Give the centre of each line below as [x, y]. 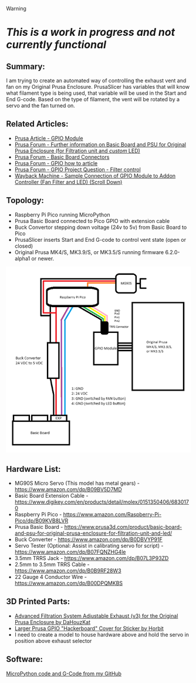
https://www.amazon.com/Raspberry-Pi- [112, 514]
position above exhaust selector [53, 641]
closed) [24, 246]
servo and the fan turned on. [40, 106]
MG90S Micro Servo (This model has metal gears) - [77, 483]
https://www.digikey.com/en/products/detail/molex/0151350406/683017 [102, 502]
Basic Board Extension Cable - [51, 495]
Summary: [26, 66]
